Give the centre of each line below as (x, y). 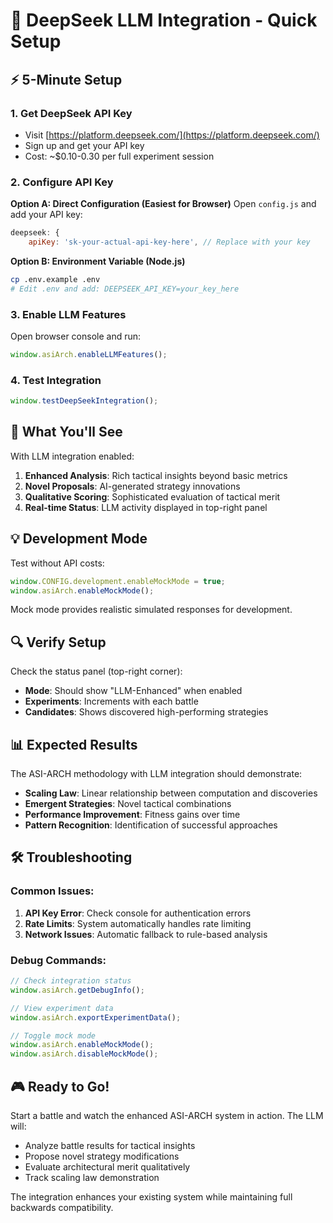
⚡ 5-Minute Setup (66, 79)
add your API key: (46, 215)
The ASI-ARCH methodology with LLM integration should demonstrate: (156, 774)
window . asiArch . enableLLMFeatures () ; (89, 354)
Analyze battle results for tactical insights (110, 1145)
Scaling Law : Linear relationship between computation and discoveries (171, 793)
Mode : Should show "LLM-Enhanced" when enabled (133, 691)
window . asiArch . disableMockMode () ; (84, 1054)
